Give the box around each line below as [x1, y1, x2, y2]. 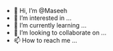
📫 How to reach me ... [13, 37, 77, 44]
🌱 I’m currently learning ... [13, 21, 87, 29]
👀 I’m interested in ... [13, 14, 72, 22]
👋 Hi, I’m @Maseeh [13, 7, 68, 14]
